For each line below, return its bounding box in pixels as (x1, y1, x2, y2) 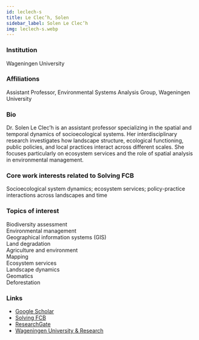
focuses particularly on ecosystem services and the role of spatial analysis (6, 150, 193, 157)
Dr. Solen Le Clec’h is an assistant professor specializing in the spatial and (6, 124, 192, 131)
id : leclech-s (6, 8, 42, 15)
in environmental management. (6, 156, 84, 164)
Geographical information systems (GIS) (6, 233, 107, 240)
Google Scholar (15, 308, 55, 315)
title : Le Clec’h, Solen (6, 15, 69, 21)
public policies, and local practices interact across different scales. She (6, 143, 184, 151)
